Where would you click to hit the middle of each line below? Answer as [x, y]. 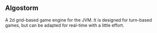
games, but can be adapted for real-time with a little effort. [65, 25]
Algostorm [22, 8]
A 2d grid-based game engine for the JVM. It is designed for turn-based [78, 20]
